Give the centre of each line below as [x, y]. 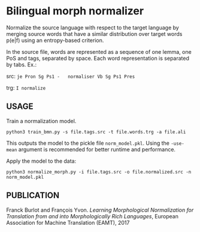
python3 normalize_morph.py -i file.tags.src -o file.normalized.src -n [99, 172]
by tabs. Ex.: [22, 65]
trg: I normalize [26, 87]
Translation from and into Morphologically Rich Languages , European [92, 216]
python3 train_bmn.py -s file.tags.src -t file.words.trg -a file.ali [96, 132]
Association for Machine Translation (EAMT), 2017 [68, 222]
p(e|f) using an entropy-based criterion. [55, 40]
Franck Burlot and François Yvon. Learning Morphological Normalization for [100, 210]
